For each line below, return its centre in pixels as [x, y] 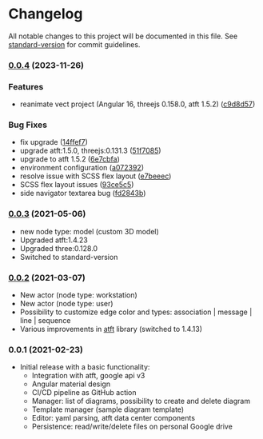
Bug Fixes [28, 125]
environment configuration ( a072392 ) [82, 168]
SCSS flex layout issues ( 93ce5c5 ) [77, 185]
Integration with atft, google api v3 [88, 376]
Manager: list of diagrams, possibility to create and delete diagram [141, 401]
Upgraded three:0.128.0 [59, 248]
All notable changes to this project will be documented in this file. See [123, 36]
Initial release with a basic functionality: [85, 367]
